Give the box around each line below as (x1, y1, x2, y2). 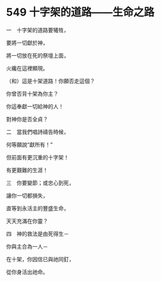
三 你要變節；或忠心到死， (6, 179, 75, 186)
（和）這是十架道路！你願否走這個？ (6, 77, 95, 84)
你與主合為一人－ (6, 243, 48, 250)
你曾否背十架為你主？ (6, 90, 58, 97)
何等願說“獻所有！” (6, 141, 53, 148)
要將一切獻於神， (6, 39, 48, 46)
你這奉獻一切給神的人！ (6, 102, 64, 110)
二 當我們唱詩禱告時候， (6, 128, 69, 135)
